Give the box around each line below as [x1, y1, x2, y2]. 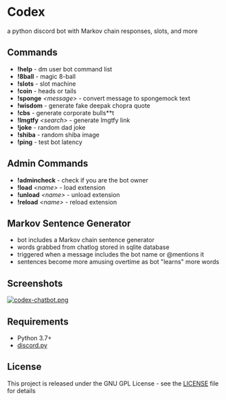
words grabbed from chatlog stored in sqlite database [16, 243, 170, 251]
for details [7, 386, 36, 395]
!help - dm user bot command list [16, 64, 113, 73]
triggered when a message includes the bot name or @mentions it [16, 250, 204, 259]
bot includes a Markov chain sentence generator [16, 236, 155, 244]
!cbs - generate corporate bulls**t [16, 108, 115, 117]
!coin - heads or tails [16, 86, 77, 95]
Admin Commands [7, 158, 89, 169]
